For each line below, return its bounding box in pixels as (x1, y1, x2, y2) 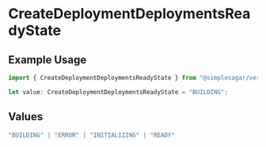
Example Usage (8, 53, 87, 66)
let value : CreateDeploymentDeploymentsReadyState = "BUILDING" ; (8, 88, 228, 96)
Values (8, 110, 44, 123)
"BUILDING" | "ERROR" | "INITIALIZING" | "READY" (8, 131, 176, 139)
